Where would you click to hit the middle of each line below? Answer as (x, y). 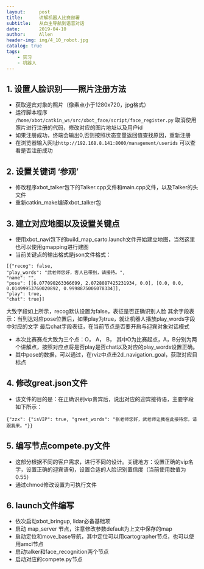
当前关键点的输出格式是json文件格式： (63, 254)
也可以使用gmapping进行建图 (52, 246)
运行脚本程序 (31, 113)
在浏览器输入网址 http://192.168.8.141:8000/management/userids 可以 (103, 143)
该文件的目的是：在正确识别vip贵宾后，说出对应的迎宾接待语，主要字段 (104, 399)
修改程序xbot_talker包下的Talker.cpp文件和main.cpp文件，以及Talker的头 (107, 187)
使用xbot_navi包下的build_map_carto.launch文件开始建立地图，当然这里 (105, 239)
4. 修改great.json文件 (47, 383)
